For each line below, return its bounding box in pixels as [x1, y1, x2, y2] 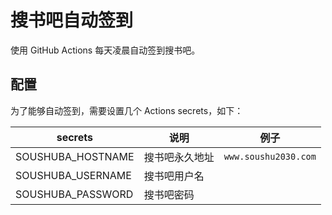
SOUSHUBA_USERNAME [15, 168, 132, 182]
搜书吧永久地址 [143, 150, 215, 164]
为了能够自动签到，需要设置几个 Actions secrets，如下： [10, 104, 244, 116]
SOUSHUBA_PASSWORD [15, 187, 134, 201]
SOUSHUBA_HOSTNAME [15, 149, 135, 163]
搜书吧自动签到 [10, 9, 134, 32]
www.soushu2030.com [223, 151, 317, 162]
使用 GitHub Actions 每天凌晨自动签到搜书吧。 [10, 44, 201, 56]
